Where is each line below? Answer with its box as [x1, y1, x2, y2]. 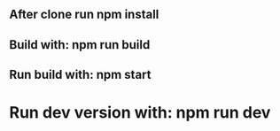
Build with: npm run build [9, 37, 151, 52]
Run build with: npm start [9, 67, 152, 82]
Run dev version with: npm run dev [9, 103, 271, 123]
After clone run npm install [9, 7, 159, 22]
